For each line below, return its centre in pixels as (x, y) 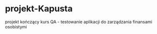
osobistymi (16, 26)
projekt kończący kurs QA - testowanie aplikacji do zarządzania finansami (79, 22)
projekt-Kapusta (39, 9)
